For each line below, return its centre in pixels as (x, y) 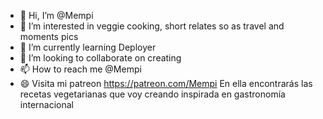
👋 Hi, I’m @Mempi (56, 15)
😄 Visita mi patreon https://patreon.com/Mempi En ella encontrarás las (166, 83)
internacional (46, 104)
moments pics (49, 36)
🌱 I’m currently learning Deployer (88, 47)
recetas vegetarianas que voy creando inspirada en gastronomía (152, 94)
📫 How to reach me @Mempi (80, 69)
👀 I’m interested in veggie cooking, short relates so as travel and (152, 26)
